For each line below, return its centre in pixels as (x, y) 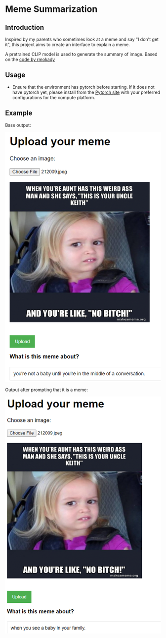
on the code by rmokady (30, 59)
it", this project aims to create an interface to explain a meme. (67, 45)
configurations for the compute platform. (54, 97)
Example (19, 113)
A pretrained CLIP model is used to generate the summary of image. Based (81, 54)
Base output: (18, 125)
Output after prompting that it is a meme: (46, 390)
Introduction (25, 28)
